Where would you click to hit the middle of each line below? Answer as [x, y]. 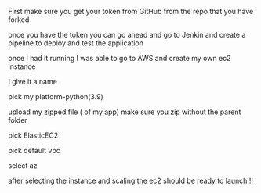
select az [23, 166]
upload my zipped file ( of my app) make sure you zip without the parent [125, 112]
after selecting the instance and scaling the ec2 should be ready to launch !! [130, 180]
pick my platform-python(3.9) [56, 96]
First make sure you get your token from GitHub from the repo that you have [131, 11]
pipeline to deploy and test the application [76, 43]
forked [19, 20]
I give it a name [33, 82]
